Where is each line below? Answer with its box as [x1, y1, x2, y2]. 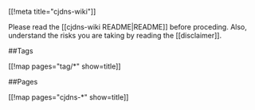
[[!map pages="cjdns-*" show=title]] [8, 92, 129, 102]
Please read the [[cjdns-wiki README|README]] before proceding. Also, [8, 22, 247, 31]
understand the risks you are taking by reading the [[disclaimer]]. [8, 31, 222, 40]
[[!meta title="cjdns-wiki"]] [8, 7, 96, 16]
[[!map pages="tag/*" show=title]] [8, 61, 121, 71]
